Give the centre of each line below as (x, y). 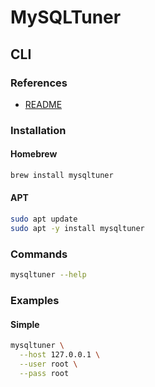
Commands (39, 254)
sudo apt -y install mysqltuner (77, 228)
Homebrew (34, 154)
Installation (38, 130)
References (39, 83)
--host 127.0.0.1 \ (60, 355)
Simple (25, 324)
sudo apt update (44, 219)
